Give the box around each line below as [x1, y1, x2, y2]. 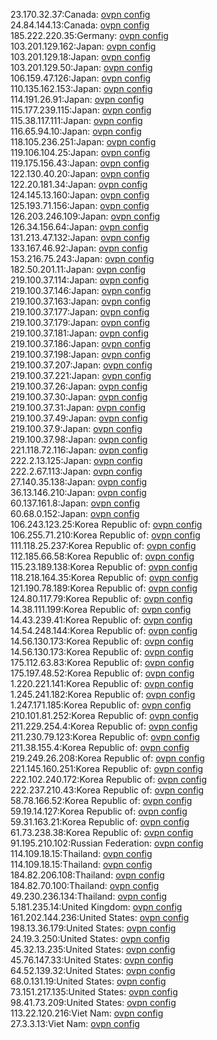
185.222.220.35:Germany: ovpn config [10, 30, 169, 41]
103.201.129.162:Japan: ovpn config [10, 40, 157, 52]
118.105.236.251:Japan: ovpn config [10, 136, 157, 148]
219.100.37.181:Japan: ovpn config [10, 327, 150, 339]
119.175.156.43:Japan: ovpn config [10, 157, 150, 169]
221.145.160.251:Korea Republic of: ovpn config [10, 763, 204, 774]
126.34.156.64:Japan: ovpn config [10, 221, 150, 233]
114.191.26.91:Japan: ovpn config [10, 94, 145, 105]
